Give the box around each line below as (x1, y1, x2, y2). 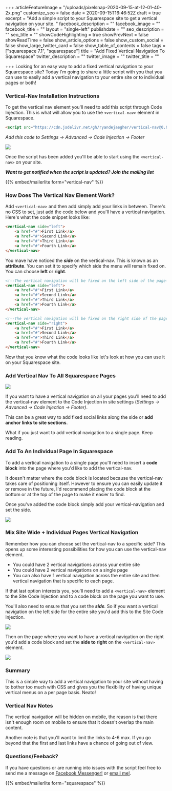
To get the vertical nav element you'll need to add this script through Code (5, 104, 162, 110)
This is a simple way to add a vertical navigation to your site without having (5, 679, 164, 685)
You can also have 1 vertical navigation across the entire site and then (12, 572, 160, 578)
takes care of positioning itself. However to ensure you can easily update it (5, 480, 163, 486)
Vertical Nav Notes (5, 702, 53, 709)
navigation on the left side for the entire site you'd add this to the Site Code (5, 609, 164, 615)
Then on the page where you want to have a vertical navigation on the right (5, 633, 164, 640)
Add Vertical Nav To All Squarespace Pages (5, 372, 116, 379)
